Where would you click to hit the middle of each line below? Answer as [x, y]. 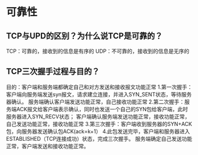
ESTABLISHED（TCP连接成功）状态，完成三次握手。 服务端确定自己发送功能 [99, 138]
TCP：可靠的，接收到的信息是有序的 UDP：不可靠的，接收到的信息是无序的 [98, 51]
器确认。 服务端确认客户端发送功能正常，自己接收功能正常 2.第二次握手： [95, 102]
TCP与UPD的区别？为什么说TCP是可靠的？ [85, 36]
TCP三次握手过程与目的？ [53, 72]
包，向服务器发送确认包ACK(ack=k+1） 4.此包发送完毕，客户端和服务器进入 [98, 131]
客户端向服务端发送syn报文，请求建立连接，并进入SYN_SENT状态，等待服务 [99, 94]
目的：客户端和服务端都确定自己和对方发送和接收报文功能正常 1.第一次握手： [99, 87]
